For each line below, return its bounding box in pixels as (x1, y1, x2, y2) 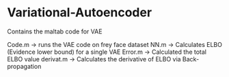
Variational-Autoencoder (7, 5, 152, 20)
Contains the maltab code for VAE (7, 27, 103, 35)
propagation (7, 62, 42, 70)
